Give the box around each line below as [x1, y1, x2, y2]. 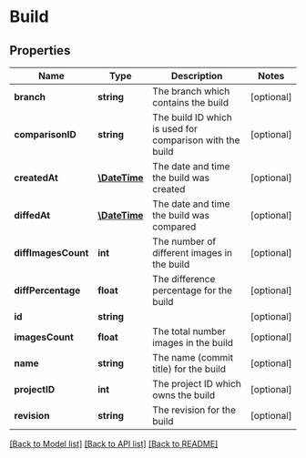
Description [170, 70, 223, 82]
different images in [152, 247, 232, 259]
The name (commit [152, 351, 234, 363]
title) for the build [152, 362, 226, 375]
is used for [152, 123, 199, 135]
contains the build [152, 97, 229, 108]
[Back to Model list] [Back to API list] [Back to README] [9, 439, 219, 449]
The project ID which [152, 378, 241, 390]
